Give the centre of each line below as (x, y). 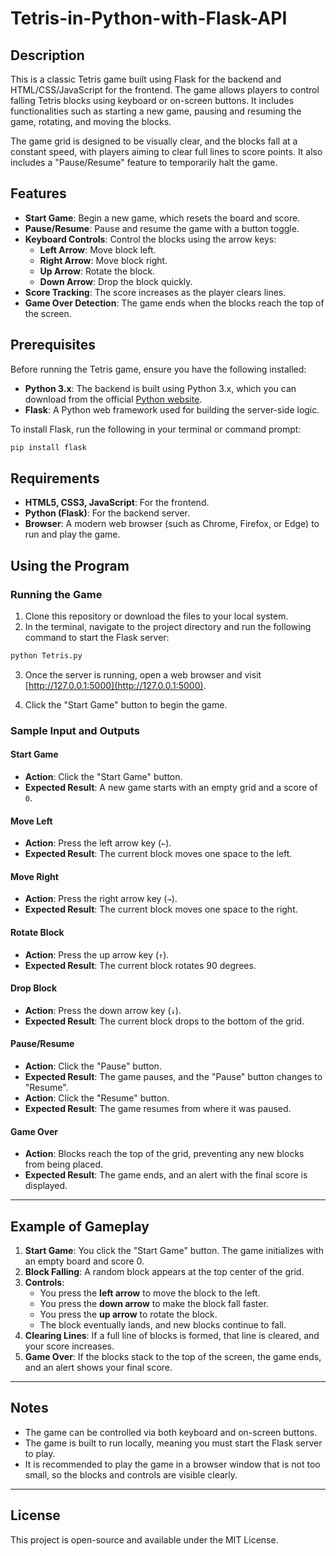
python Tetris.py (46, 656)
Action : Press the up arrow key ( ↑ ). (97, 954)
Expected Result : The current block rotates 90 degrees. (140, 965)
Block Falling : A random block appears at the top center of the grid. (164, 1272)
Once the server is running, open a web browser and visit (143, 674)
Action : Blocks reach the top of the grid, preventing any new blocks (164, 1154)
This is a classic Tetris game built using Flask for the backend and (146, 79)
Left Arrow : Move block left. (98, 249)
